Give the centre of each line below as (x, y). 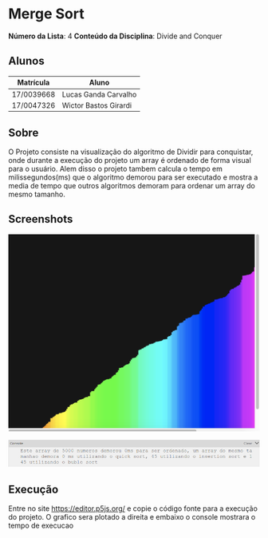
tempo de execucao (41, 526)
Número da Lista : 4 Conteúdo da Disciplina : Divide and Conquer (115, 36)
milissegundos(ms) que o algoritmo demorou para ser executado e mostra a (133, 177)
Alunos (27, 61)
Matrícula (33, 83)
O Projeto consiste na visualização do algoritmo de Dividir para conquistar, (131, 152)
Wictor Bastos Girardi (97, 105)
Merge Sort (47, 14)
